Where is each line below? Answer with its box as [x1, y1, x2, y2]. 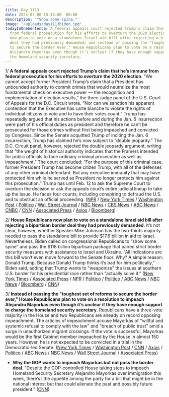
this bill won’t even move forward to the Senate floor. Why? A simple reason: [5, 254, 163, 260]
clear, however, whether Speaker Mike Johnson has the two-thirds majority [5, 228, 161, 234]
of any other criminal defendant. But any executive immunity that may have [5, 170, 161, 176]
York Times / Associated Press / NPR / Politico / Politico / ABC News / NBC [5, 276, 160, 282]
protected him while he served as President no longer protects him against [5, 175, 160, 181]
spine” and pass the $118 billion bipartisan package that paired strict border [5, 244, 162, 250]
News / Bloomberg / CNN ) [5, 281, 59, 287]
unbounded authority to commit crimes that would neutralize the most [5, 84, 150, 90]
